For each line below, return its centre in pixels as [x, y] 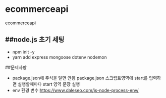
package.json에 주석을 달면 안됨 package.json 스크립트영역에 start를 [80, 78]
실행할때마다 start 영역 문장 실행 [49, 84]
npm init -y [23, 52]
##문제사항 [16, 67]
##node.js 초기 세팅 [35, 40]
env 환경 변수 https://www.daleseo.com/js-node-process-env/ [75, 90]
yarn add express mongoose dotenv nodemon [59, 57]
